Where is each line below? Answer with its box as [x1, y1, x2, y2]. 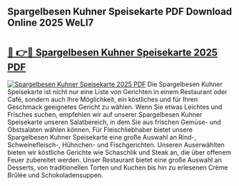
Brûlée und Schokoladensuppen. [7, 171, 103, 179]
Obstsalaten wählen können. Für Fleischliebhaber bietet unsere [7, 125, 193, 134]
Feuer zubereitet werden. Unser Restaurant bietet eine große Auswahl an [7, 156, 223, 164]
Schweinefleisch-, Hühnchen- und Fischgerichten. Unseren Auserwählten [7, 140, 225, 149]
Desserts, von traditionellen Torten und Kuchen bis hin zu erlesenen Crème [7, 163, 228, 172]
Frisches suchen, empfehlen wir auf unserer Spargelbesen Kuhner [7, 110, 203, 118]
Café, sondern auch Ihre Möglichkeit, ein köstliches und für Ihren [7, 95, 198, 103]
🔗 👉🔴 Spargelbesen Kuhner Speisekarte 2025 [7, 46, 218, 58]
